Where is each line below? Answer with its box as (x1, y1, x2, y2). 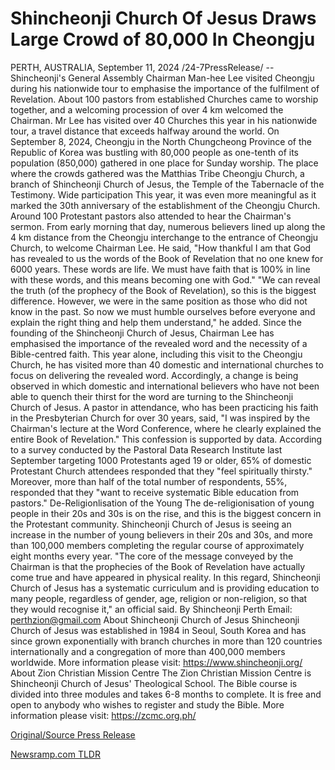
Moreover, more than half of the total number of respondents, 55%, (10, 475, 288, 487)
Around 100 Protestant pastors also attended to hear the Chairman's (10, 210, 292, 222)
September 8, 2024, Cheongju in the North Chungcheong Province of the (10, 135, 312, 147)
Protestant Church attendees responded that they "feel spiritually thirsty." (10, 465, 313, 477)
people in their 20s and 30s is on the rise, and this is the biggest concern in (10, 507, 322, 519)
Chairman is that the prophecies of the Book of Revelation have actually (10, 560, 306, 572)
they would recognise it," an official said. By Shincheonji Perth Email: (10, 603, 293, 615)
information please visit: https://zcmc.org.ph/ (10, 709, 197, 721)
